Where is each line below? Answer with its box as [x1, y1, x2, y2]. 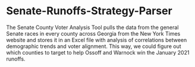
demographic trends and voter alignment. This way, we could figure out [6, 43, 181, 50]
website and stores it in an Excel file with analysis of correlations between [6, 36, 187, 43]
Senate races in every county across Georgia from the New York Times [6, 30, 181, 37]
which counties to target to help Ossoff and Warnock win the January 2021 [6, 49, 190, 56]
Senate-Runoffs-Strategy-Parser [6, 4, 172, 18]
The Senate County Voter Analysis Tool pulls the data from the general [6, 24, 179, 31]
